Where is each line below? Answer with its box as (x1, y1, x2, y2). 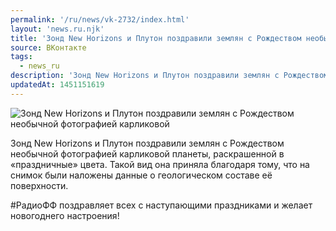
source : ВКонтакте (10, 42, 87, 53)
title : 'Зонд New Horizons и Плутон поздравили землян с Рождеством (10, 33, 302, 43)
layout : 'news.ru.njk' (10, 24, 105, 34)
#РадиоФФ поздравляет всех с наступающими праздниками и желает (10, 199, 313, 211)
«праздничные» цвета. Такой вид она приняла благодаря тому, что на (10, 158, 310, 170)
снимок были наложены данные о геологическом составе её (10, 169, 273, 181)
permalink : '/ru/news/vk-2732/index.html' (10, 14, 190, 25)
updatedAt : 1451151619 (10, 80, 105, 90)
